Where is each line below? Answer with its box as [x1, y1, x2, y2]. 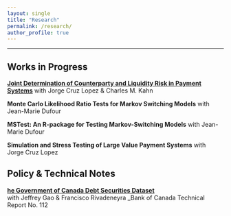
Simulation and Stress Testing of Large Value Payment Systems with [7, 141, 206, 149]
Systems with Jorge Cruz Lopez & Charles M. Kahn [7, 86, 153, 95]
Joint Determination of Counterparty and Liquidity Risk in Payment [7, 80, 201, 88]
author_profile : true [7, 29, 69, 36]
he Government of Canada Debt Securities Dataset [7, 186, 155, 194]
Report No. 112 [7, 200, 48, 209]
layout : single [7, 10, 51, 17]
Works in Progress [7, 61, 88, 73]
